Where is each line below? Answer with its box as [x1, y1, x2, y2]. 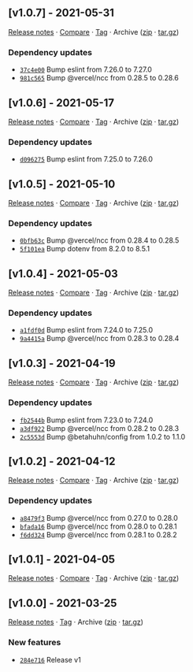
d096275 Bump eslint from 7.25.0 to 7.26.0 [19, 154, 154, 164]
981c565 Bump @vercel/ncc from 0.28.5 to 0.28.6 [19, 73, 180, 83]
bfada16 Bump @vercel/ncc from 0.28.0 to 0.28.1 [19, 522, 177, 531]
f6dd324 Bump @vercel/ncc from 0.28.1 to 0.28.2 [19, 529, 177, 539]
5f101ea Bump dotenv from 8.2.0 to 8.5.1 [19, 244, 150, 254]
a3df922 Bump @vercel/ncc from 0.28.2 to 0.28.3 [19, 423, 180, 433]
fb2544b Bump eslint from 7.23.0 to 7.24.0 [19, 415, 154, 425]
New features [8, 637, 61, 648]
